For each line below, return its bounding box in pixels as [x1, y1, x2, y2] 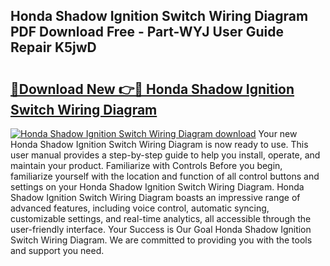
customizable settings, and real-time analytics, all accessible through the [10, 213, 312, 224]
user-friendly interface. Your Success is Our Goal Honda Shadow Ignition [10, 224, 312, 235]
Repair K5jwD [10, 39, 97, 56]
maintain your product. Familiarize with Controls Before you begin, [10, 160, 283, 171]
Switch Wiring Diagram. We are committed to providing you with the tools [10, 234, 313, 246]
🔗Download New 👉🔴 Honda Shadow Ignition [10, 80, 295, 98]
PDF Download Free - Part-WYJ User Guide [10, 24, 284, 41]
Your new [258, 128, 298, 139]
